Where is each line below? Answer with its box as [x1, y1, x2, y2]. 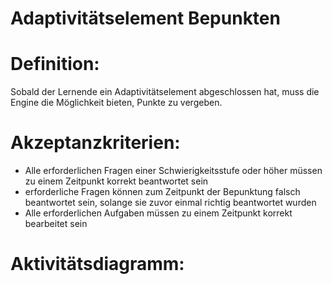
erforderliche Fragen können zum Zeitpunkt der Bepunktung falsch [24, 186, 301, 198]
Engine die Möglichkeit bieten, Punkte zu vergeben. [10, 97, 223, 109]
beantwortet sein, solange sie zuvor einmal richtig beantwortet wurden [24, 197, 317, 209]
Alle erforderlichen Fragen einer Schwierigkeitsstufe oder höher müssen [24, 165, 323, 177]
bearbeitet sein [24, 218, 88, 230]
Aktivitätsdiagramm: [10, 253, 185, 276]
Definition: [10, 53, 100, 76]
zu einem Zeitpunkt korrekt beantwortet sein [24, 175, 209, 187]
